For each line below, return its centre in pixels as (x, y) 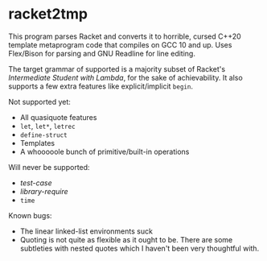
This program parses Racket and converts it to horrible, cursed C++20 (125, 36)
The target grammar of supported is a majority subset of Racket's (117, 68)
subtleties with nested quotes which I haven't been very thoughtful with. (140, 248)
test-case (36, 183)
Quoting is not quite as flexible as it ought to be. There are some (126, 239)
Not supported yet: (39, 101)
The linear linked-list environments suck (86, 231)
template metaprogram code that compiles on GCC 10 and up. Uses (120, 44)
